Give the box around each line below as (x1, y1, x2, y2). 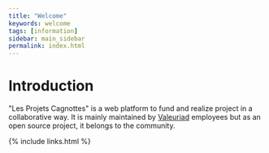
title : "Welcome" (8, 11, 67, 20)
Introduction (8, 77, 94, 96)
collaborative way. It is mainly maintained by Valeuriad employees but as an (8, 113, 262, 122)
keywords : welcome (8, 19, 71, 28)
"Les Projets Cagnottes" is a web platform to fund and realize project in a (8, 104, 254, 113)
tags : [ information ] (8, 27, 79, 35)
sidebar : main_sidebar (8, 34, 85, 43)
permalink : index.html (8, 42, 85, 50)
